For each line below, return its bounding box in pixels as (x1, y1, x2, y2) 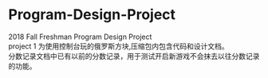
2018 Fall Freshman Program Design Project (8, 32, 152, 41)
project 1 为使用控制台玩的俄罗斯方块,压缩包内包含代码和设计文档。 (8, 41, 229, 51)
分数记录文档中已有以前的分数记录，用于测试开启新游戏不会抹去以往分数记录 (8, 51, 260, 60)
